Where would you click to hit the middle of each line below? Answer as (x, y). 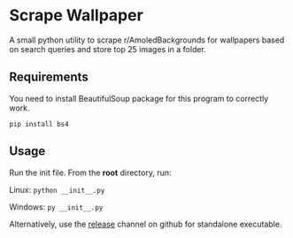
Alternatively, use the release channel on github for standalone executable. (146, 224)
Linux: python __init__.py (57, 189)
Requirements (49, 77)
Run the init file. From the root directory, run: (90, 173)
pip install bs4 (39, 124)
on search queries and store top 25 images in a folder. (108, 49)
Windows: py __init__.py (56, 207)
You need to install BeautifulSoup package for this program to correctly (139, 98)
